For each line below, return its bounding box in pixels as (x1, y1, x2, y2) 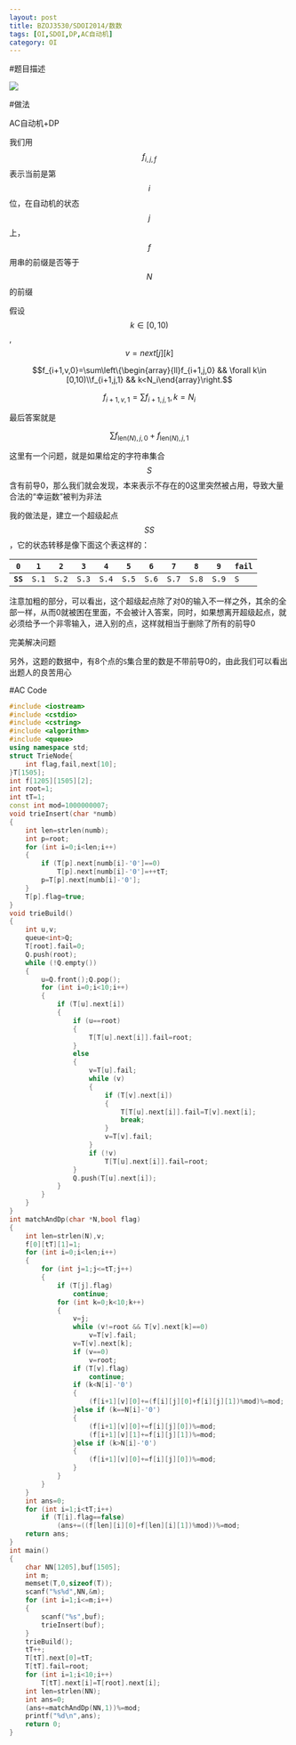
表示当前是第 (9, 168, 56, 179)
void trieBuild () (9, 909, 74, 918)
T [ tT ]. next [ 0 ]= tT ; (25, 1653, 93, 1663)
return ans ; (25, 1530, 69, 1538)
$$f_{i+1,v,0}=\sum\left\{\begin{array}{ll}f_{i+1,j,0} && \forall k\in (32, 365, 267, 376)
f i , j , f (141, 151, 157, 165)
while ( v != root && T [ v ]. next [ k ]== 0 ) (72, 1323, 209, 1332)
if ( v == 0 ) (72, 1347, 109, 1356)
